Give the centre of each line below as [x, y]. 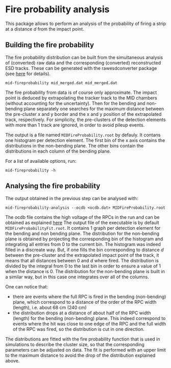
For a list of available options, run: [41, 161]
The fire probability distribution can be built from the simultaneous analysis [84, 57]
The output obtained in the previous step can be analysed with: [72, 198]
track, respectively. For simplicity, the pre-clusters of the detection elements [86, 119]
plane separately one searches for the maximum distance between [94, 109]
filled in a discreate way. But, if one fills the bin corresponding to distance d [84, 250]
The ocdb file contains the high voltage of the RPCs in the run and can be [82, 217]
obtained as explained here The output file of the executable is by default [82, 223]
